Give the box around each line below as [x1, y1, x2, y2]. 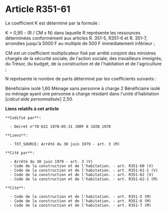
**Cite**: [5, 185, 26, 190]
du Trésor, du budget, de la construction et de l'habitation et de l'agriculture [5, 60, 162, 66]
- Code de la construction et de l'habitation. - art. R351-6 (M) [10, 198, 151, 203]
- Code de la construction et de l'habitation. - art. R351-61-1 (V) [10, 167, 158, 173]
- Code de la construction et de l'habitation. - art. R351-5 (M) [10, 194, 151, 199]
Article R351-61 [5, 3, 71, 15]
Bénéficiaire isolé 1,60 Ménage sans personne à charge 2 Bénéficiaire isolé [5, 85, 160, 91]
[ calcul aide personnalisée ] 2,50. [5, 96, 74, 102]
